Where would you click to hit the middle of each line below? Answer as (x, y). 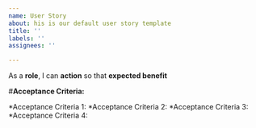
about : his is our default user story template (90, 23)
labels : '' (27, 38)
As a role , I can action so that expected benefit (88, 76)
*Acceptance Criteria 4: (48, 116)
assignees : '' (32, 46)
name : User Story (38, 16)
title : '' (25, 31)
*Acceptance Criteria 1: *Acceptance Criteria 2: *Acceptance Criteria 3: (128, 107)
